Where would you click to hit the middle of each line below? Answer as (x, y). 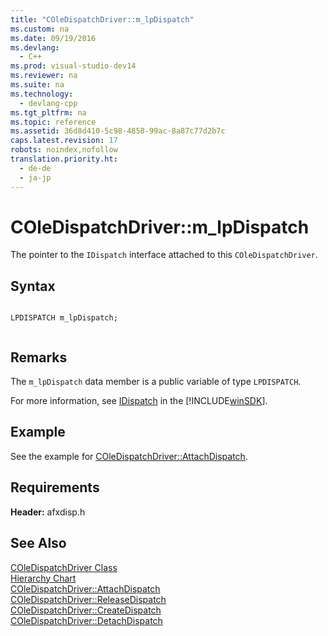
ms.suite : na (37, 85)
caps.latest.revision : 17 (64, 141)
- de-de (35, 168)
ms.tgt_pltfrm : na (48, 112)
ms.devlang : (35, 47)
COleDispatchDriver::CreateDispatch (86, 610)
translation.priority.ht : (64, 159)
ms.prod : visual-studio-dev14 (73, 66)
